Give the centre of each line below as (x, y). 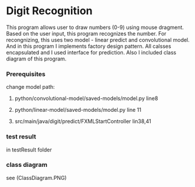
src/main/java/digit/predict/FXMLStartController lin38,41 (83, 121)
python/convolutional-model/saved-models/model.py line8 (86, 98)
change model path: (30, 87)
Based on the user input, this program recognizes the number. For (86, 33)
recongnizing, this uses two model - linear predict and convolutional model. (98, 40)
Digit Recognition (49, 11)
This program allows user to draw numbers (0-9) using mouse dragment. (95, 27)
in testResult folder (29, 150)
